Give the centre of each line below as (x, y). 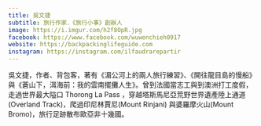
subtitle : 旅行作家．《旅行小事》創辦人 (66, 23)
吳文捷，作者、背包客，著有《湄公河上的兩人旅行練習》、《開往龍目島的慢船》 (132, 75)
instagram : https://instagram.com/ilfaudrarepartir (94, 52)
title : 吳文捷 (29, 15)
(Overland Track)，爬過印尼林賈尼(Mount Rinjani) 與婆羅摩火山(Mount (121, 104)
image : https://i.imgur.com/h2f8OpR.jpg (75, 30)
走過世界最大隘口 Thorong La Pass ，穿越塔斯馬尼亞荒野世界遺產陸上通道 (127, 94)
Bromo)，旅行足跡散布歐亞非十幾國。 (68, 114)
